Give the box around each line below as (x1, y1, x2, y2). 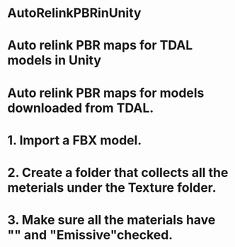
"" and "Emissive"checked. (7, 227, 173, 243)
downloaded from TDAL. (7, 100, 154, 116)
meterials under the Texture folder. (7, 179, 217, 195)
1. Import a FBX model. (7, 132, 142, 148)
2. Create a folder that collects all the (7, 164, 229, 180)
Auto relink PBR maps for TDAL (7, 38, 193, 54)
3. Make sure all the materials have (7, 212, 216, 228)
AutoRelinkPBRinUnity (7, 5, 142, 21)
